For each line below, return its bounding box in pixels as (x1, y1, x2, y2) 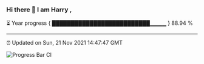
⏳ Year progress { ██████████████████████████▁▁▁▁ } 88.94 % (6, 19, 193, 27)
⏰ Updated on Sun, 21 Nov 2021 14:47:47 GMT (6, 39, 123, 46)
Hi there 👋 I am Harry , (6, 5, 72, 14)
